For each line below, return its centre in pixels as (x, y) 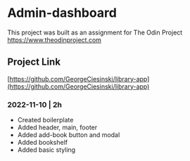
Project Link (34, 62)
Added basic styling (46, 150)
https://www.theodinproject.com (55, 39)
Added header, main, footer (57, 127)
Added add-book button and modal (69, 135)
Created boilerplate (45, 120)
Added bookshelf (43, 143)
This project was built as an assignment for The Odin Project (95, 32)
